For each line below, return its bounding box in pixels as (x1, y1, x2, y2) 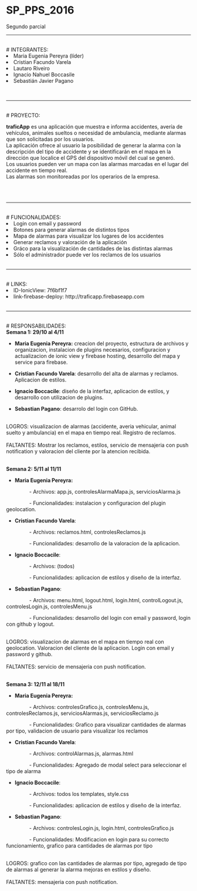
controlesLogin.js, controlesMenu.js (6, 603, 93, 610)
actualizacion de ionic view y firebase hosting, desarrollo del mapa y (14, 352, 181, 359)
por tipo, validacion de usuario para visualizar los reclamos (6, 727, 148, 734)
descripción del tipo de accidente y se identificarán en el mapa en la (6, 148, 171, 155)
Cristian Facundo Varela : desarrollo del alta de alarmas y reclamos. (14, 370, 179, 377)
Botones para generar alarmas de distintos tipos (13, 226, 130, 233)
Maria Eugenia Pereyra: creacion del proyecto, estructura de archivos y (14, 340, 189, 347)
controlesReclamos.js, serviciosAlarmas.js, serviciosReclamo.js (6, 710, 159, 717)
